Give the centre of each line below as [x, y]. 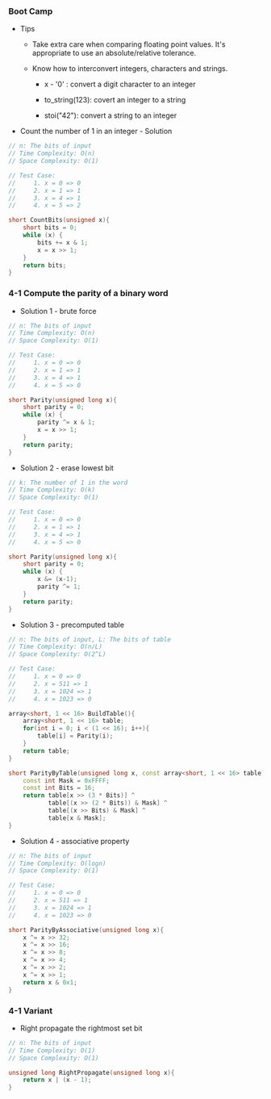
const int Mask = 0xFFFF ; [67, 780]
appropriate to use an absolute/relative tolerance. [114, 53]
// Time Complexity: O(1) [52, 1051]
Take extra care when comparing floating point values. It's [129, 44]
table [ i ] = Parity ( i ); [75, 736]
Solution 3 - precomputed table [72, 625]
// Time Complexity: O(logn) [57, 863]
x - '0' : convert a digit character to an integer [120, 84]
